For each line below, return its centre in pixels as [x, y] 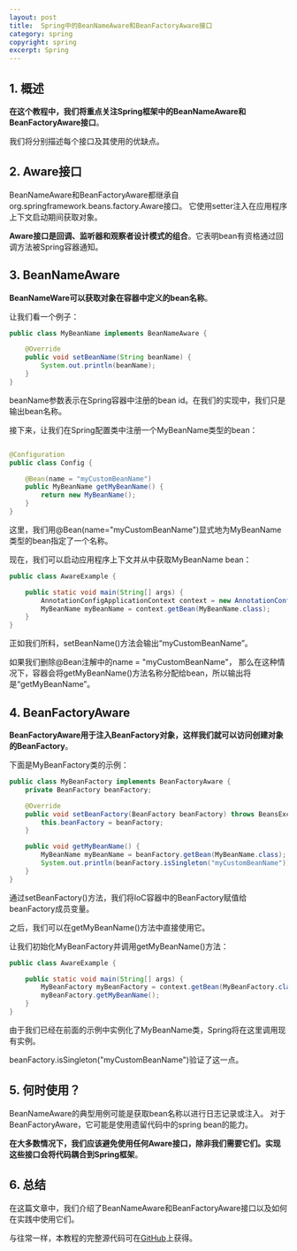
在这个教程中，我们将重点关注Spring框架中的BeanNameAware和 [128, 111]
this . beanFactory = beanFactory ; [103, 822]
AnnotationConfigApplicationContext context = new [136, 600]
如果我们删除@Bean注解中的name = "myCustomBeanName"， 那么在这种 [143, 662]
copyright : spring [43, 42]
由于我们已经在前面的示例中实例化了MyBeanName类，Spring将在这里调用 [144, 1030]
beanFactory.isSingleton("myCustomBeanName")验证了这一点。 [126, 1060]
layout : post [33, 17]
